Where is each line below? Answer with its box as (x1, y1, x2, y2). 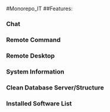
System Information (6, 68, 64, 76)
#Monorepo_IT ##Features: (6, 5, 73, 12)
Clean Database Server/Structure (6, 83, 105, 91)
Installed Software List (6, 99, 72, 107)
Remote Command (6, 36, 61, 44)
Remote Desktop (6, 52, 55, 60)
